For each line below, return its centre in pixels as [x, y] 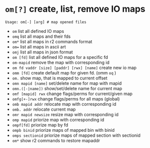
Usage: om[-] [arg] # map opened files [46, 22]
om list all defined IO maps [38, 31]
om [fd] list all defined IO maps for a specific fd [60, 57]
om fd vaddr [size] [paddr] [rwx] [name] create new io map [74, 68]
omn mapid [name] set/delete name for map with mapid [67, 83]
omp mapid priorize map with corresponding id [58, 120]
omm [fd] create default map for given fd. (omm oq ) [64, 73]
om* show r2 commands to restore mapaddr [56, 140]
